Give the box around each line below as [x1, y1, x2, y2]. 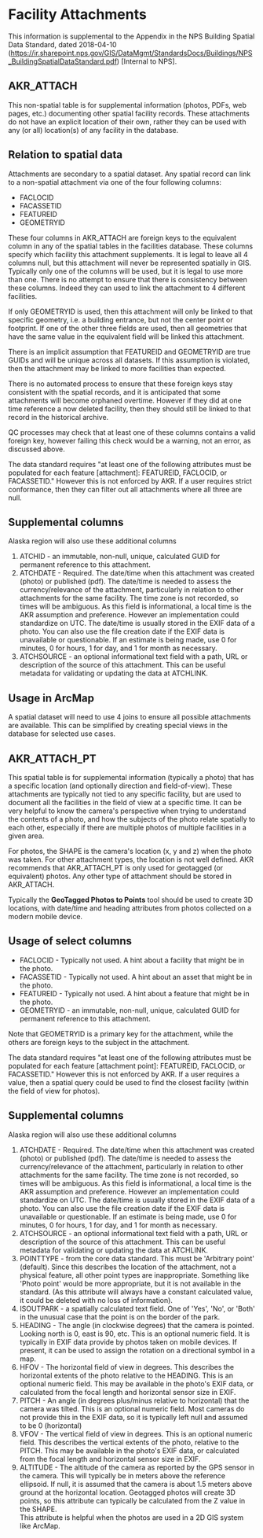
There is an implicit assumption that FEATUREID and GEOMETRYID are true [8, 347, 251, 356]
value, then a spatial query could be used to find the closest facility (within [8, 1077, 249, 1087]
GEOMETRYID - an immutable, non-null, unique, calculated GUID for [19, 1005, 240, 1015]
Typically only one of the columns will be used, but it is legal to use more [8, 266, 243, 276]
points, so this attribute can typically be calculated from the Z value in [19, 1496, 246, 1505]
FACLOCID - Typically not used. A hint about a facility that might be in [19, 955, 245, 965]
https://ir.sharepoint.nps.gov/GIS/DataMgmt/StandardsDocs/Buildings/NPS [10, 48, 253, 57]
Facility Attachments [8, 6, 147, 24]
